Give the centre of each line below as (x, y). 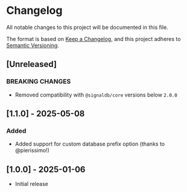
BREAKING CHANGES (39, 82)
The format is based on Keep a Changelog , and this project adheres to (93, 39)
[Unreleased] (32, 64)
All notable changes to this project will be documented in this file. (87, 27)
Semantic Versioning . (33, 45)
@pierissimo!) (32, 150)
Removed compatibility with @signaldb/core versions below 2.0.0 (96, 95)
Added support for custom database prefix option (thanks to (90, 144)
